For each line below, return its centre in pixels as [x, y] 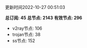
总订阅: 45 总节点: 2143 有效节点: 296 [44, 18]
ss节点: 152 [24, 41]
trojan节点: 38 [26, 34]
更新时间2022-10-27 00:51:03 [35, 7]
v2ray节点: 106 [27, 28]
